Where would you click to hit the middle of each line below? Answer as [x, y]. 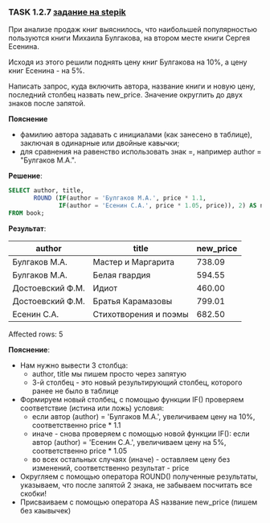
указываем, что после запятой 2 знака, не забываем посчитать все [136, 484]
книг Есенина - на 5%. [47, 71]
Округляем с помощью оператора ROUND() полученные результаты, [139, 476]
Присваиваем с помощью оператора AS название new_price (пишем [139, 502]
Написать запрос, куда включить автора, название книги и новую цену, [132, 86]
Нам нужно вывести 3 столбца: [74, 365]
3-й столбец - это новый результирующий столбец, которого [137, 382]
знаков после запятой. [47, 104]
